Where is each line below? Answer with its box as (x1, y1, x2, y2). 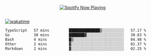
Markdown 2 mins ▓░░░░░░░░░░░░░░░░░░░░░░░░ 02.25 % (5, 46, 147, 51)
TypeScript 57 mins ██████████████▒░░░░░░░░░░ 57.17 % (5, 28, 147, 33)
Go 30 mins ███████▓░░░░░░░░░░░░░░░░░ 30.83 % (5, 33, 147, 37)
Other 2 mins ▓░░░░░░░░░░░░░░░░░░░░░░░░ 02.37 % (5, 42, 147, 47)
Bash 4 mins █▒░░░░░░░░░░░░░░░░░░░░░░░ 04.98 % (5, 37, 147, 42)
